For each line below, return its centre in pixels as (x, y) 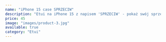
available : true (22, 28)
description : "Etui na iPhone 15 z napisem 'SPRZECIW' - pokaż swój (77, 14)
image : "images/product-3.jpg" (37, 23)
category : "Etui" (23, 32)
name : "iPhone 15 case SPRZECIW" (40, 9)
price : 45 (15, 18)
